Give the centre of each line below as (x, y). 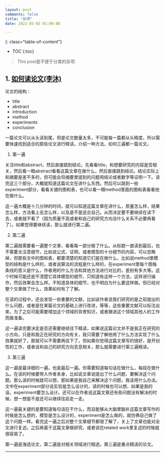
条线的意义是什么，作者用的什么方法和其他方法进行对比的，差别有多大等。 (80, 270)
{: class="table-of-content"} (34, 42)
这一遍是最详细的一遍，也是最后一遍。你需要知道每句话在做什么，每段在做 (80, 368)
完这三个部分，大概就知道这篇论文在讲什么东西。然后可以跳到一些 (72, 184)
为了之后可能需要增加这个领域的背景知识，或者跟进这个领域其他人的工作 (87, 312)
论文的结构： (18, 91)
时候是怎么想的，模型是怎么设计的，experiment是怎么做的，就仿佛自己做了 (81, 416)
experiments (25, 122)
